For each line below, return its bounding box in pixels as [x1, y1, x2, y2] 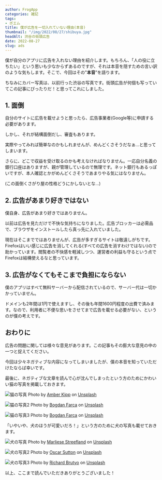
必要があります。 [5, 121, 39, 127]
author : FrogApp [5, 7, 38, 12]
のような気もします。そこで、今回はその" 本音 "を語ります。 [5, 69, 122, 75]
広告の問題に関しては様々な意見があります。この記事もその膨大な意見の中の [5, 342, 157, 348]
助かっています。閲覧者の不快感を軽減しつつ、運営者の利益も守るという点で [5, 249, 157, 255]
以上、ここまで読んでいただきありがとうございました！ [5, 470, 115, 476]
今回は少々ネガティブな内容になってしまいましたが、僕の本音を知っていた [5, 359, 153, 364]
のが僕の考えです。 [5, 313, 43, 319]
